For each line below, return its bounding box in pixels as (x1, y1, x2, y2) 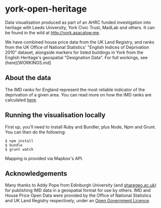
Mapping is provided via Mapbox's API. (5, 155, 83, 161)
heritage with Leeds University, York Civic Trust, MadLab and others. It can (5, 24, 155, 30)
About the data (5, 74, 51, 82)
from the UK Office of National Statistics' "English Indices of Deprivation (5, 44, 149, 50)
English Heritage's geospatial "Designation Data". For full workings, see (5, 54, 148, 60)
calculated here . (5, 97, 37, 103)
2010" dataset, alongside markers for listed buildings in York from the (5, 49, 144, 55)
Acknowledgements (5, 169, 67, 177)
